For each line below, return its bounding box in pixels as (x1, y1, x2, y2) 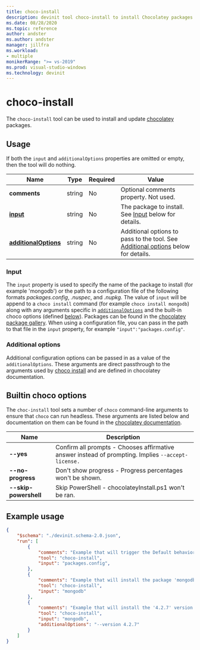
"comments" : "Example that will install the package (37, 577, 171, 583)
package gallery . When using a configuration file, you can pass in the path (6, 319, 189, 326)
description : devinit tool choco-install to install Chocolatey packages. (6, 14, 196, 20)
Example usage (6, 511, 64, 522)
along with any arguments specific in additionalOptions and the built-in (6, 306, 182, 314)
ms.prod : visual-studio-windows (6, 64, 86, 70)
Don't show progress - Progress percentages (55, 467, 183, 475)
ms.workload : (6, 48, 39, 54)
